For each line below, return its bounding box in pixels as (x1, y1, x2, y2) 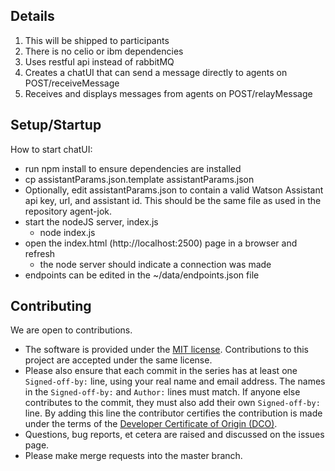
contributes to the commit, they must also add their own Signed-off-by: (24, 397, 321, 409)
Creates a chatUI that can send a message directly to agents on (24, 66, 288, 78)
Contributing (10, 298, 92, 315)
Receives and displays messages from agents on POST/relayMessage (24, 87, 313, 99)
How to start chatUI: (10, 143, 93, 155)
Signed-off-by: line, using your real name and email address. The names (24, 375, 326, 388)
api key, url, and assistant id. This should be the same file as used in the (24, 194, 322, 206)
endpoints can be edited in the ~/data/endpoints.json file (24, 269, 260, 281)
